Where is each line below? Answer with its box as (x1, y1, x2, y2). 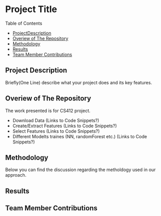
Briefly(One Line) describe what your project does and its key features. (5, 79, 152, 85)
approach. (5, 172, 27, 178)
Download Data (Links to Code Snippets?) (12, 117, 100, 123)
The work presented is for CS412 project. (5, 107, 91, 114)
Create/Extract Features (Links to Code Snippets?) (12, 123, 117, 129)
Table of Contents (5, 20, 43, 26)
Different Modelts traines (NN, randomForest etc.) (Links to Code (12, 133, 147, 139)
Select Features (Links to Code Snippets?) (12, 128, 100, 134)
